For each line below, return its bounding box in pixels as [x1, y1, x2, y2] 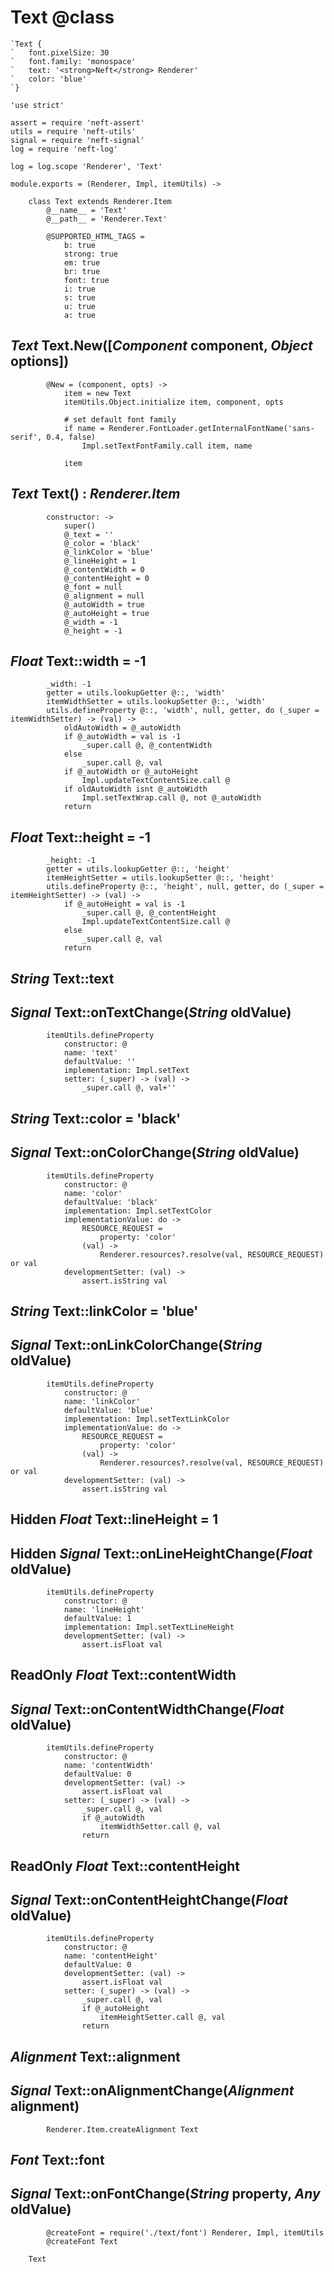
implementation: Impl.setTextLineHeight [63, 1622, 235, 1632]
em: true [63, 257, 101, 268]
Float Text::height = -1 [10, 829, 151, 846]
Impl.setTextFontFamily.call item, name [81, 441, 253, 451]
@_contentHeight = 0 [63, 573, 150, 583]
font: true [63, 275, 110, 285]
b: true [63, 240, 97, 250]
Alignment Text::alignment [10, 2048, 181, 2065]
